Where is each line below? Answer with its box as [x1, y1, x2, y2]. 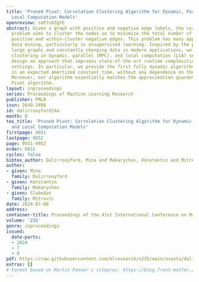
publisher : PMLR [6, 96, 46, 102]
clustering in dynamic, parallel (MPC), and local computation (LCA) [11, 53, 187, 59]
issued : [6, 228, 25, 234]
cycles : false [6, 151, 41, 157]
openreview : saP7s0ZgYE [6, 20, 65, 25]
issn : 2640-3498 [6, 102, 46, 108]
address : [6, 206, 28, 213]
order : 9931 [6, 146, 36, 152]
